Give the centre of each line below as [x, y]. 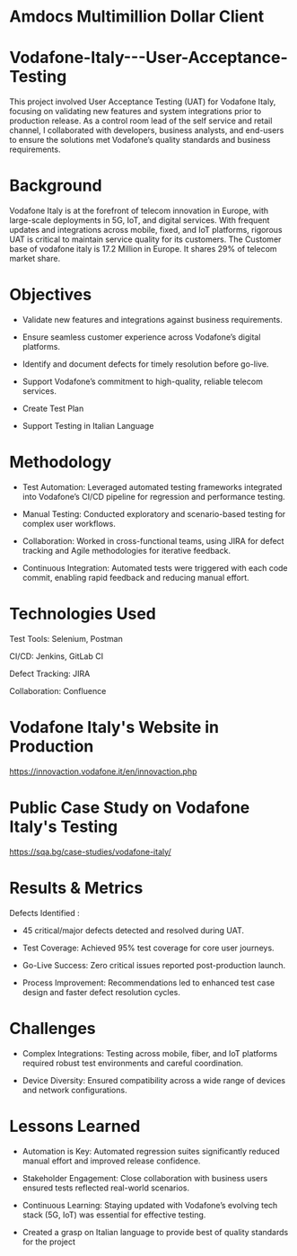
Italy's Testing [64, 827]
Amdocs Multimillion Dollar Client [137, 17]
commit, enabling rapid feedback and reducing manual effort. [135, 577]
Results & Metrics [76, 888]
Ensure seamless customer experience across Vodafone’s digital [141, 337]
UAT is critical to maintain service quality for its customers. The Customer [145, 239]
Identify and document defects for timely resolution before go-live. [145, 364]
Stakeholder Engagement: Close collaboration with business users [145, 1178]
